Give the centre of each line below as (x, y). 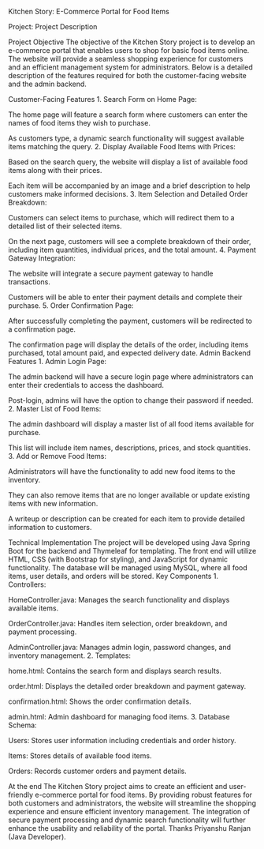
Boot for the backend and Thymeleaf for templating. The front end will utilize (132, 551)
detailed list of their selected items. (65, 226)
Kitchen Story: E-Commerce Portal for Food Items (89, 11)
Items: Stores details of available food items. (80, 756)
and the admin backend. (47, 84)
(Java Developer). (37, 837)
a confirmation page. (42, 329)
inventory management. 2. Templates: (70, 656)
